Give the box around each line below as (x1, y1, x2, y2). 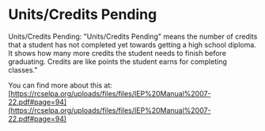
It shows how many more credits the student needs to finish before (8, 48, 227, 58)
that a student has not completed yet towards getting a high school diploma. (8, 39, 257, 49)
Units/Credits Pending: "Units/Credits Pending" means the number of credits (8, 32, 258, 41)
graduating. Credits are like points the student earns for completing (8, 57, 227, 66)
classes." (8, 65, 38, 74)
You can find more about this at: (8, 80, 113, 90)
